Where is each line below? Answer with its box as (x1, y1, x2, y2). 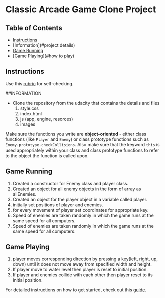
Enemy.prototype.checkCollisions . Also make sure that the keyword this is (5, 141, 160, 147)
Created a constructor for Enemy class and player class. (12, 180, 129, 186)
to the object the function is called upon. (5, 152, 89, 159)
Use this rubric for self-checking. (5, 80, 74, 86)
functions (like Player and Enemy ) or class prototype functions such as (5, 136, 149, 142)
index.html (20, 110, 42, 116)
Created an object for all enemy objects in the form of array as (12, 186, 141, 192)
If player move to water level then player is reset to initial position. (12, 267, 148, 273)
